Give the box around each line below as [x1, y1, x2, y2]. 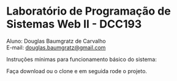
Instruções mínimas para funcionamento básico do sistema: [6, 55, 157, 63]
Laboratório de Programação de [6, 4, 171, 18]
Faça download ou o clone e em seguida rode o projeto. [6, 67, 148, 74]
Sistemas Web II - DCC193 [6, 17, 142, 31]
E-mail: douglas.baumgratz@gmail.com [6, 44, 106, 51]
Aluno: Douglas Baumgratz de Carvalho [6, 37, 106, 44]
